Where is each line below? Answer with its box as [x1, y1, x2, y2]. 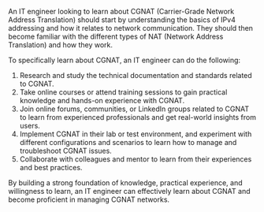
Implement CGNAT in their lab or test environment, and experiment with [19, 129, 252, 139]
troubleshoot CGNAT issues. [19, 146, 112, 155]
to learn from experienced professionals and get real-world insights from [19, 113, 256, 121]
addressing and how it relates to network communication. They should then [8, 24, 254, 32]
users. [19, 121, 41, 130]
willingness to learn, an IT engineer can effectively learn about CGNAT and [8, 187, 251, 195]
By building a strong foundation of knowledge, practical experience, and [8, 178, 243, 188]
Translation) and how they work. [8, 40, 113, 50]
